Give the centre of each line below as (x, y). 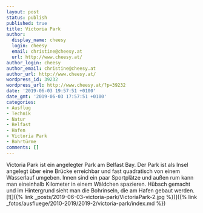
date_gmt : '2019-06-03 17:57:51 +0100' (57, 96)
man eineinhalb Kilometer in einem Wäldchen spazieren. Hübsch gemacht (98, 184)
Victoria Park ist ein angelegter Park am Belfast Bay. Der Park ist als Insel (97, 164)
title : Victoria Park (34, 29)
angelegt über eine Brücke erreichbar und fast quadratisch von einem (93, 171)
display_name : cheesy (39, 40)
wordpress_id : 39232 (32, 79)
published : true (27, 23)
